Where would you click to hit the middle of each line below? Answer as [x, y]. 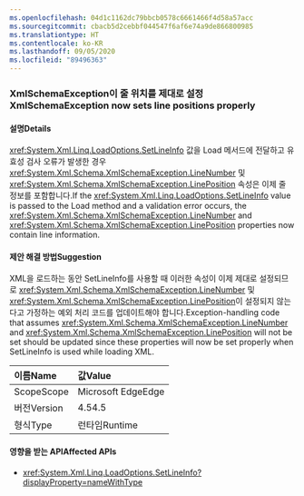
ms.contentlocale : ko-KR [56, 43]
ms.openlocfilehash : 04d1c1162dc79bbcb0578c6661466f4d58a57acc [132, 18]
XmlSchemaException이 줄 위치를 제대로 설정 [107, 94]
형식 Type [33, 425]
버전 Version [39, 408]
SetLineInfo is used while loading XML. [82, 352]
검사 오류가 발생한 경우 [66, 162]
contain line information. [55, 235]
